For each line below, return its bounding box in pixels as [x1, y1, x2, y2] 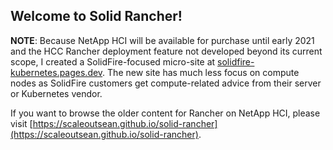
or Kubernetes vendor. [10, 87, 103, 99]
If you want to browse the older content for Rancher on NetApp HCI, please [10, 107, 321, 119]
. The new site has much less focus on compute [102, 66, 300, 78]
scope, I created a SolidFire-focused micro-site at [10, 55, 216, 68]
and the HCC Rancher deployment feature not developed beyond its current [10, 45, 323, 57]
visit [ [10, 117, 33, 129]
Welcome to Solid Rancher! [10, 8, 183, 25]
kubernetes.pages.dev [10, 66, 103, 78]
